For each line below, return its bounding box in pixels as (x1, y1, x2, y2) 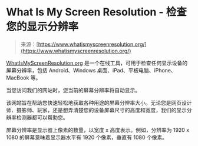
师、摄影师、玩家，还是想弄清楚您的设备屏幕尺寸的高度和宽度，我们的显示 (6, 107, 187, 114)
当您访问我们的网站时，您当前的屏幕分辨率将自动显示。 (6, 87, 140, 94)
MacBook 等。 (6, 74, 41, 81)
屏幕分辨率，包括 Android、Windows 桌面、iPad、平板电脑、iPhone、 (6, 67, 176, 74)
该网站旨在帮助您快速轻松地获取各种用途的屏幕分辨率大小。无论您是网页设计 (6, 99, 192, 106)
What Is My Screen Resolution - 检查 (6, 5, 187, 19)
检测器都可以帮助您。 (16, 114, 68, 121)
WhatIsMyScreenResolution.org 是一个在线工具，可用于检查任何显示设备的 (6, 59, 187, 67)
